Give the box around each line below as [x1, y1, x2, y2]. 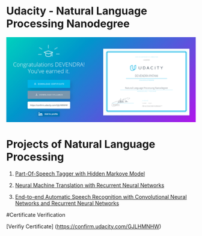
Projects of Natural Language [6, 138, 156, 151]
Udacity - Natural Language [6, 4, 147, 18]
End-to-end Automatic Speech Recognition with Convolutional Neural [14, 193, 188, 200]
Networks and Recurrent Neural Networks [14, 199, 119, 207]
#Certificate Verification [6, 211, 66, 218]
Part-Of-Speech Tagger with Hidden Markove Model [14, 170, 145, 177]
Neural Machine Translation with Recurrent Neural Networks [14, 181, 165, 189]
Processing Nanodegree [6, 17, 130, 31]
